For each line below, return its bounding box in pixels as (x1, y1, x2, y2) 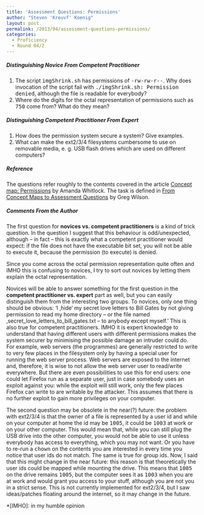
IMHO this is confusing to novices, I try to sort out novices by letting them (6, 267, 191, 274)
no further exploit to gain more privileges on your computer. (6, 394, 156, 401)
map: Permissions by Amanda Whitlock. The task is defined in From (6, 186, 175, 194)
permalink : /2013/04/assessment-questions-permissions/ (6, 26, 151, 32)
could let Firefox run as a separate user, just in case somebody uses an (6, 375, 185, 383)
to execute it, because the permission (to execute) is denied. (6, 248, 158, 256)
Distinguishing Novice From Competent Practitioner (6, 61, 140, 69)
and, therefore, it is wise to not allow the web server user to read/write (6, 362, 182, 369)
